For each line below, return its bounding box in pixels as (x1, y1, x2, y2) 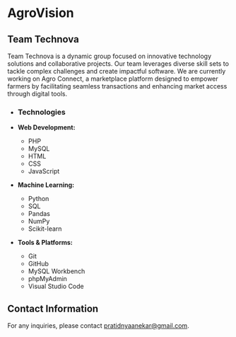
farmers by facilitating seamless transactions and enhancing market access (7, 82, 228, 90)
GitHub (28, 260, 49, 268)
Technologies (17, 107, 66, 117)
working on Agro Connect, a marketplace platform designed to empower (7, 74, 219, 83)
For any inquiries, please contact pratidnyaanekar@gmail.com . (7, 321, 189, 330)
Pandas (28, 210, 51, 218)
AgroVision (7, 5, 74, 21)
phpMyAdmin (28, 275, 67, 283)
